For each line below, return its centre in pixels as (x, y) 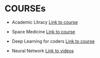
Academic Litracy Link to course (45, 22)
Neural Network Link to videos (43, 51)
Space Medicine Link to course (43, 31)
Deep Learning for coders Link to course (53, 41)
